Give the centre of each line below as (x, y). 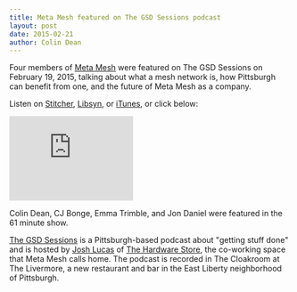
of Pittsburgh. (34, 278)
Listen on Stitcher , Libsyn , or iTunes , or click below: (104, 104)
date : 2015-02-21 (41, 34)
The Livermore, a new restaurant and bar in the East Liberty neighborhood (146, 269)
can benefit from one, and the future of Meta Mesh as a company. (130, 86)
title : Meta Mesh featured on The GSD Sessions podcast (115, 17)
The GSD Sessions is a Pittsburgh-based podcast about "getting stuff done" (149, 240)
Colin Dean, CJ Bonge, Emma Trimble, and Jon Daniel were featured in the (146, 214)
